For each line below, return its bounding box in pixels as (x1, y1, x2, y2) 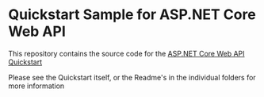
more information (8, 81, 65, 91)
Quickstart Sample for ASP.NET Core (8, 6, 256, 24)
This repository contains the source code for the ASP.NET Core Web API (8, 48, 245, 58)
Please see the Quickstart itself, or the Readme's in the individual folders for (8, 72, 256, 82)
